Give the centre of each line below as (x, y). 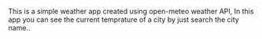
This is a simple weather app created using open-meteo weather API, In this (131, 11)
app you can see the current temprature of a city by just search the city (124, 19)
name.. (19, 28)
